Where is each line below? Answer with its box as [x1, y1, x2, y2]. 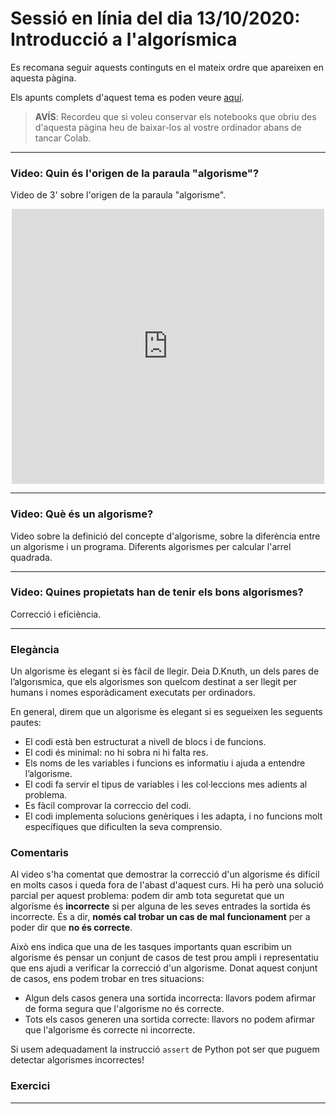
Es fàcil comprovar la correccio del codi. [24, 800, 192, 812]
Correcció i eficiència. [10, 608, 102, 620]
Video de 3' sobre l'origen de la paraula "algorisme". [10, 189, 227, 201]
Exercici [10, 1079, 51, 1093]
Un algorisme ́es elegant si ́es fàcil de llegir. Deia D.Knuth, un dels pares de [10, 665, 320, 677]
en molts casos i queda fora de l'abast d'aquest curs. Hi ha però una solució [10, 879, 325, 891]
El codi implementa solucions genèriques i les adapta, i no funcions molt [24, 810, 323, 822]
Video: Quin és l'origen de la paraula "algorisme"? [10, 166, 260, 180]
